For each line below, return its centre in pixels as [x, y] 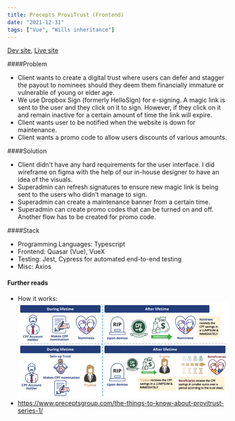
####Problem [27, 64]
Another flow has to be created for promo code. [87, 217]
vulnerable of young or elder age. [66, 93]
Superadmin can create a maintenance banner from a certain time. [114, 202]
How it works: [37, 298]
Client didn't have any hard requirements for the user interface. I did [116, 164]
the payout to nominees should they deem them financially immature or [121, 85]
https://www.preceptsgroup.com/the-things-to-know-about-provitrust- [121, 403]
